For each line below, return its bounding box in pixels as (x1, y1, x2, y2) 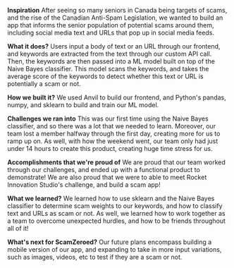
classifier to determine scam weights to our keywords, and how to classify (7, 202, 223, 210)
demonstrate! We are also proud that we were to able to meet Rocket (7, 173, 207, 181)
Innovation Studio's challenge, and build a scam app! (7, 181, 161, 189)
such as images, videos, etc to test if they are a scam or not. (7, 253, 183, 261)
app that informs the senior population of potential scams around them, (7, 21, 214, 29)
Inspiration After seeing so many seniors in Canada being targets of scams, (7, 6, 228, 14)
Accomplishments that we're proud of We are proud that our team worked (7, 158, 226, 166)
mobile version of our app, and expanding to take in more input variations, (7, 245, 222, 253)
